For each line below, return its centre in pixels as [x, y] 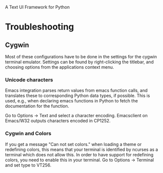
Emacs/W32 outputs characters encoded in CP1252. [58, 121]
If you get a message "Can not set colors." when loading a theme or [73, 144]
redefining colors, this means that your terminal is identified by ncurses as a [81, 149]
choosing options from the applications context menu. [59, 67]
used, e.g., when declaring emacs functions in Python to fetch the [71, 101]
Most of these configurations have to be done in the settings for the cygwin [81, 57]
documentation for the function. [37, 106]
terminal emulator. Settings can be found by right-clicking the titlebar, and [80, 62]
